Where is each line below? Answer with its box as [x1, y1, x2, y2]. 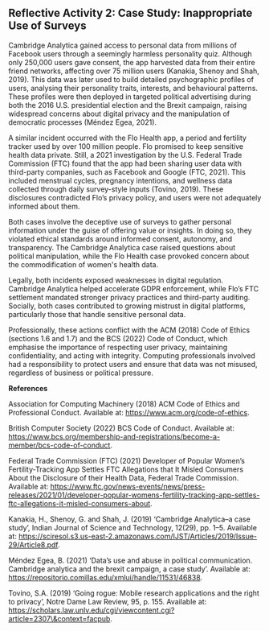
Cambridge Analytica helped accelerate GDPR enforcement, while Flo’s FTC [8, 283, 259, 293]
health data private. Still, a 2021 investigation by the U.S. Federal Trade [8, 150, 243, 159]
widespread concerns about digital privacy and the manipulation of [8, 109, 230, 118]
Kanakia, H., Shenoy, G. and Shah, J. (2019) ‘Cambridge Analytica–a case [8, 514, 251, 524]
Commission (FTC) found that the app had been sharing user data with [8, 159, 243, 168]
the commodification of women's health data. [8, 259, 159, 269]
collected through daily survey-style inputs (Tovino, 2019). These [8, 184, 224, 194]
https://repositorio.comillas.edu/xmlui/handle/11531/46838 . [8, 572, 203, 582]
